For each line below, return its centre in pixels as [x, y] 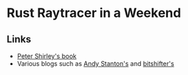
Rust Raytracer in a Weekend [94, 13]
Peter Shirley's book [47, 56]
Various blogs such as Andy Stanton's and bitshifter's [95, 64]
